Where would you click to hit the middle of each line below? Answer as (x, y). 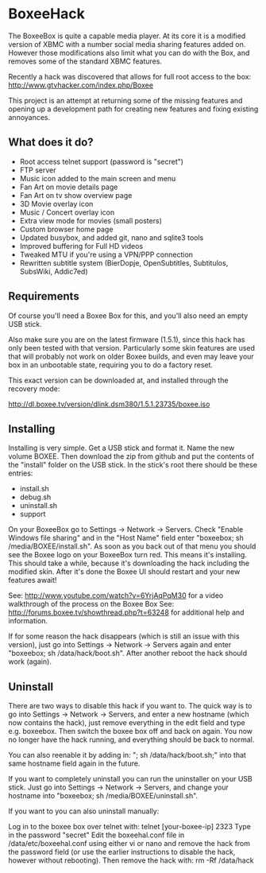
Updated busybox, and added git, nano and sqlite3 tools (112, 237)
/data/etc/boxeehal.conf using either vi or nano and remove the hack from (129, 844)
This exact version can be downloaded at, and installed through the (118, 380)
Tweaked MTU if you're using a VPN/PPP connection (106, 254)
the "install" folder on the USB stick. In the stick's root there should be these (133, 465)
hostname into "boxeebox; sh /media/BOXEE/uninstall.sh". (103, 796)
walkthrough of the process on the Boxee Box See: (91, 604)
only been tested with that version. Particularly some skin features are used (132, 347)
